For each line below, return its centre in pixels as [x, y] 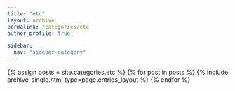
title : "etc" [26, 14]
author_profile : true [39, 33]
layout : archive [31, 20]
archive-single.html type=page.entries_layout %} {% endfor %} [99, 80]
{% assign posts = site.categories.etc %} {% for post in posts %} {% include [118, 72]
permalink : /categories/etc [48, 27]
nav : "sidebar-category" [50, 52]
